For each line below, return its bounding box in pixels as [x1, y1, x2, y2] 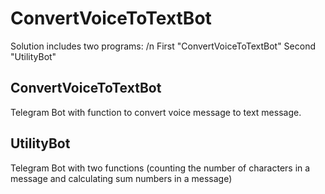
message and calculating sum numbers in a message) [10, 172, 233, 184]
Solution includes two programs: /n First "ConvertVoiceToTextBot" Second [10, 40, 316, 52]
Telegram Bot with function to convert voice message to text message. [10, 106, 302, 118]
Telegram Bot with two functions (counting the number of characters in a [10, 162, 311, 174]
